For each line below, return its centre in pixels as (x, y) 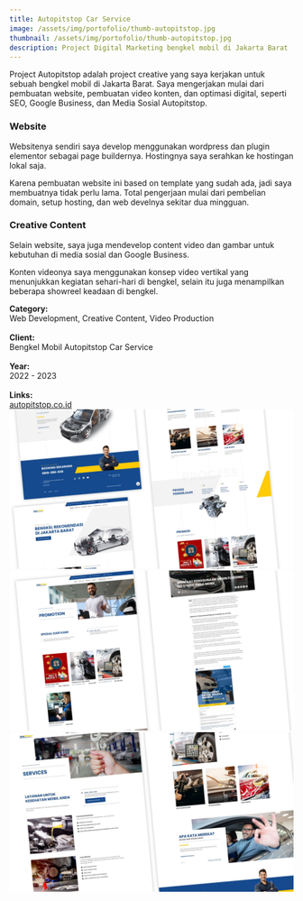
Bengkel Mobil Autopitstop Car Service (81, 346)
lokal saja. (28, 165)
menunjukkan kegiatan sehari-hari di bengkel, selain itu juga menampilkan (147, 281)
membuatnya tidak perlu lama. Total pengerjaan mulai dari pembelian (138, 192)
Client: (22, 337)
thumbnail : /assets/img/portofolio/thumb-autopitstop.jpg (120, 38)
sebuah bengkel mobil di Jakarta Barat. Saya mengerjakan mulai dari (137, 84)
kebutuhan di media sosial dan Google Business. (99, 254)
